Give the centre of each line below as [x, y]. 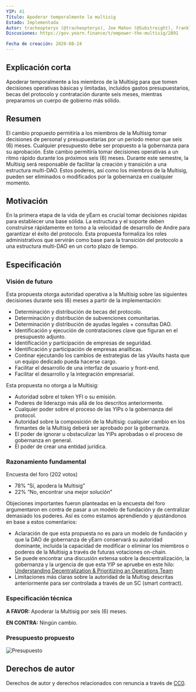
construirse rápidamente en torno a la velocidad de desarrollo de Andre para [98, 228]
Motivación [27, 201]
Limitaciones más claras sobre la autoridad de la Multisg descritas [94, 577]
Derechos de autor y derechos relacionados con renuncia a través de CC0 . [96, 683]
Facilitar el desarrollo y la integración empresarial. [74, 374]
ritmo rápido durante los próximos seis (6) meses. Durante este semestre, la [97, 158]
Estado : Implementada [32, 22]
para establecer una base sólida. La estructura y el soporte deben [85, 221]
